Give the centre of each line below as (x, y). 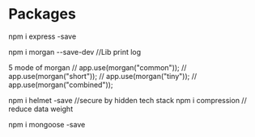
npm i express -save (42, 36)
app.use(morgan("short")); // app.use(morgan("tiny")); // (102, 76)
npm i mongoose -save (47, 124)
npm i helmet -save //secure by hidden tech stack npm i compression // (127, 100)
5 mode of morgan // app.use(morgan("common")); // (98, 67)
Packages (42, 14)
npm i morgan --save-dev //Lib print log (75, 52)
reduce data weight (41, 109)
